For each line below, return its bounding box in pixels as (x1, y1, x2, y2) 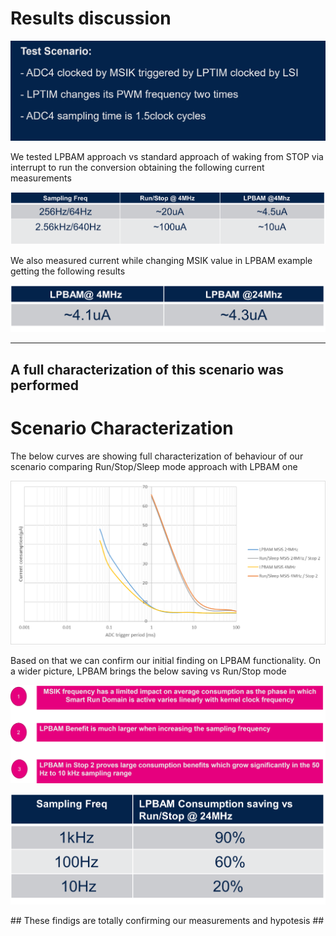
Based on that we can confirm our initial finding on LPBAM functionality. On (10, 655, 321, 667)
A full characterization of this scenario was (10, 361, 285, 378)
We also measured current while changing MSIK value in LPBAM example (10, 254, 313, 266)
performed (10, 377, 80, 394)
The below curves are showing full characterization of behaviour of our (10, 450, 304, 462)
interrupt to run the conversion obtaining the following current (10, 161, 265, 173)
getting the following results (10, 265, 126, 277)
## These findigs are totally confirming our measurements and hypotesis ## (10, 915, 325, 927)
